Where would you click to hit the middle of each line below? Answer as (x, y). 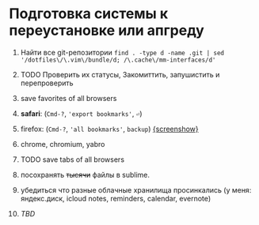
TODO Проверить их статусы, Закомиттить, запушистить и (120, 74)
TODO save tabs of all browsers (72, 159)
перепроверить (47, 83)
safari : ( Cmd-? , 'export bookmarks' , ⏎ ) (81, 113)
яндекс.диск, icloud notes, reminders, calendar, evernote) (116, 198)
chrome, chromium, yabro (63, 144)
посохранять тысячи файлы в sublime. (85, 174)
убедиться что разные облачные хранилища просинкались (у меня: (136, 189)
